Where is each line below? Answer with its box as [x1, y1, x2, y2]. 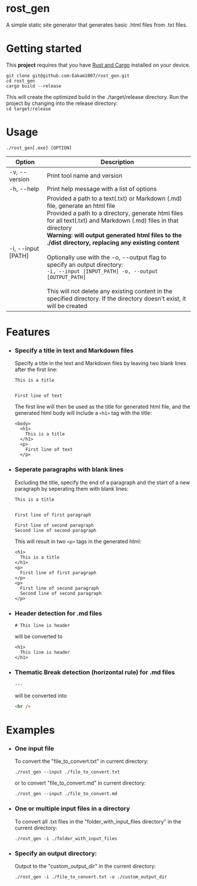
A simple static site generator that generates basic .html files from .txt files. [6, 21, 188, 28]
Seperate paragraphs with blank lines [14, 465, 124, 474]
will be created [46, 302, 88, 310]
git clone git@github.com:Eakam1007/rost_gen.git [6, 72, 130, 78]
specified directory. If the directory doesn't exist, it [46, 294, 186, 302]
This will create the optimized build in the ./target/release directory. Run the [6, 93, 189, 100]
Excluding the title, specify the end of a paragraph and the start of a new [14, 479, 191, 486]
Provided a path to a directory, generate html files [46, 209, 184, 217]
